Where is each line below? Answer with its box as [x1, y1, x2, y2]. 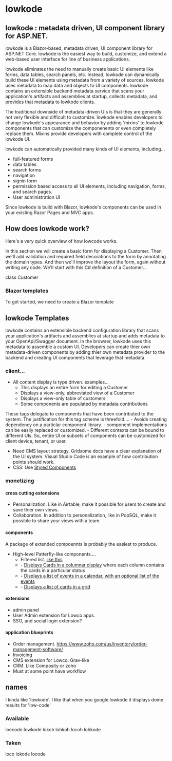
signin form [12, 178, 37, 184]
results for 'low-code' [5, 702, 51, 708]
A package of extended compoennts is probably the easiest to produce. [5, 541, 158, 547]
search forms [12, 167, 41, 173]
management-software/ [12, 646, 63, 652]
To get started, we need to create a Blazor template [5, 299, 114, 305]
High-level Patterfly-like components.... [12, 550, 96, 557]
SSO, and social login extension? [12, 617, 82, 624]
